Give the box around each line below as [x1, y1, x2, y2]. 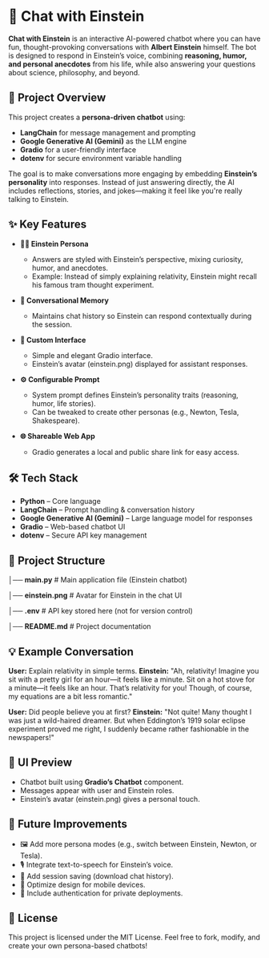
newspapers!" [8, 733, 54, 742]
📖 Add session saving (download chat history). [19, 871, 174, 880]
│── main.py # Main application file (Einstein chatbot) [8, 575, 188, 585]
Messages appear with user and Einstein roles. [19, 785, 175, 795]
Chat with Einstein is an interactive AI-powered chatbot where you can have [8, 34, 262, 43]
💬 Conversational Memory [19, 296, 110, 305]
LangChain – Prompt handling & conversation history [19, 505, 195, 515]
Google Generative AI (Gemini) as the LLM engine [19, 136, 187, 146]
